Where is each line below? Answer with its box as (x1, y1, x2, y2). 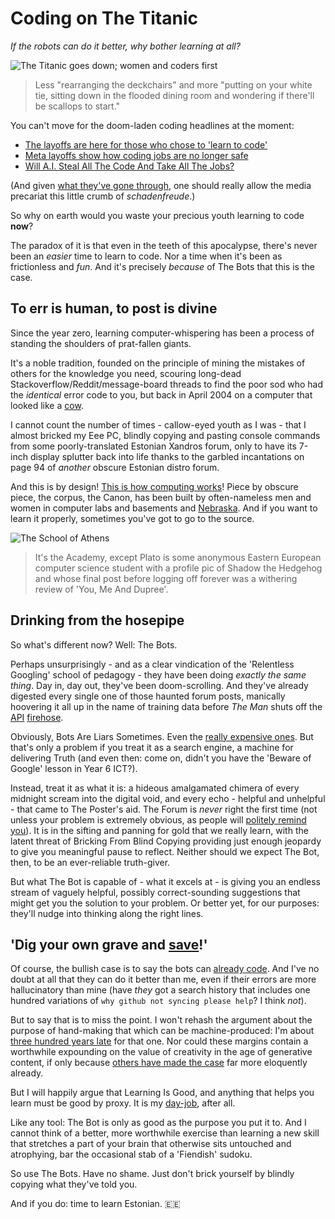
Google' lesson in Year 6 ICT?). (10, 762, 138, 774)
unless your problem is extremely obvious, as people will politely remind (10, 813, 307, 826)
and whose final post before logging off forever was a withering (34, 572, 298, 584)
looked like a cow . (10, 399, 84, 411)
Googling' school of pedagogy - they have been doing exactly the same (10, 668, 307, 681)
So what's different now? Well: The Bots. (10, 638, 178, 651)
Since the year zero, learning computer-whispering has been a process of (10, 327, 315, 339)
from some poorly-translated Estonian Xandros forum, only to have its (10, 440, 297, 452)
